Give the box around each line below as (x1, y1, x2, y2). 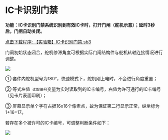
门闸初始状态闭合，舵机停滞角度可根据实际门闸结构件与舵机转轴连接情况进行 (5, 49, 163, 55)
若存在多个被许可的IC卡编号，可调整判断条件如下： (5, 120, 110, 126)
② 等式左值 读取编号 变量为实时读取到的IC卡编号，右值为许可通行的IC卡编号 (5, 86, 161, 92)
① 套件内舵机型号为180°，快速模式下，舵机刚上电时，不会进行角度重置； (5, 75, 157, 81)
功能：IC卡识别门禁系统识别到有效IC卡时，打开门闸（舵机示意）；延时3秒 (5, 22, 155, 28)
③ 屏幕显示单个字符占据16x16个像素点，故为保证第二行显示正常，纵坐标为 (5, 103, 160, 109)
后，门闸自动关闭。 (5, 28, 45, 34)
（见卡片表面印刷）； (5, 92, 47, 98)
